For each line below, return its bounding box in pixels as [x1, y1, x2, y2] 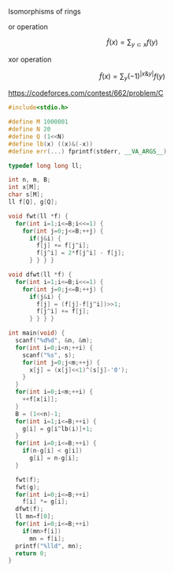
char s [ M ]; [8, 191, 44, 199]
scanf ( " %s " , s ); [22, 351, 76, 359]
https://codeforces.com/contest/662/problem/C [8, 89, 164, 98]
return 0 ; [15, 549, 47, 557]
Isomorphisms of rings [8, 7, 81, 16]
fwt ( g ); [15, 483, 41, 491]
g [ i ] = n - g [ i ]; [28, 454, 80, 462]
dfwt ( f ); [15, 506, 44, 513]
